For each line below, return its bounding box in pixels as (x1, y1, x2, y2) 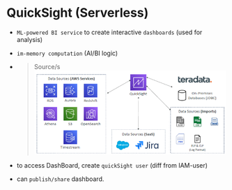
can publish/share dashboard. (16, 175, 105, 183)
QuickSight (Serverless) (6, 5, 149, 21)
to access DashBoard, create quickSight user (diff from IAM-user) (16, 161, 208, 169)
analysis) (16, 35, 43, 43)
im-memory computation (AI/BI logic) (16, 49, 118, 57)
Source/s (33, 62, 61, 71)
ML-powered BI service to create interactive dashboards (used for (16, 28, 203, 36)
